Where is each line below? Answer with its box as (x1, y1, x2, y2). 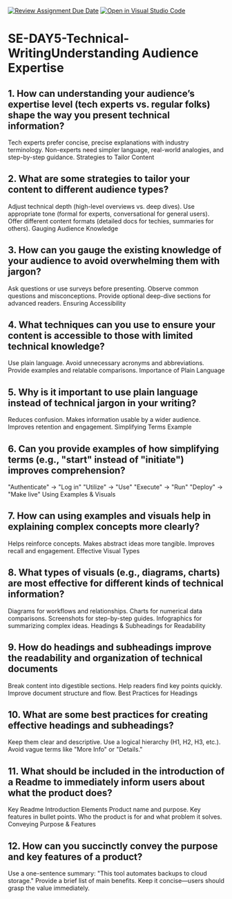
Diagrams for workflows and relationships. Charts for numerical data (8, 606, 203, 615)
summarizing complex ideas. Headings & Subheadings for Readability (8, 621, 206, 629)
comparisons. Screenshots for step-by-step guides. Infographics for (8, 614, 202, 622)
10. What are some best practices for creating (8, 709, 209, 721)
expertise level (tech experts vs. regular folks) (8, 98, 211, 110)
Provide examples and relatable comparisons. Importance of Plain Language (8, 367, 225, 375)
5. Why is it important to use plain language (8, 386, 199, 398)
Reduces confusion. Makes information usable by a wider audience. (8, 416, 201, 424)
